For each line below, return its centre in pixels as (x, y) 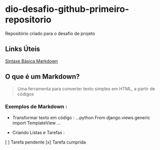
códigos (26, 94)
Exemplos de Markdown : (36, 107)
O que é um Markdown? (43, 77)
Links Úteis (23, 49)
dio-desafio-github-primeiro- (67, 9)
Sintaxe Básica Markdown (32, 61)
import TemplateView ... (36, 123)
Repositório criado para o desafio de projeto (50, 33)
